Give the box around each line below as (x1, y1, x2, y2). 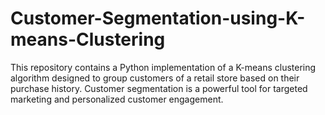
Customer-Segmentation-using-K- (10, 7, 306, 30)
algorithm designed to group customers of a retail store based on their (10, 72, 300, 84)
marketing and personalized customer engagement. (10, 93, 224, 105)
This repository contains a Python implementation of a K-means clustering (10, 61, 317, 73)
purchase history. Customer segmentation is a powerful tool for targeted (10, 82, 308, 94)
